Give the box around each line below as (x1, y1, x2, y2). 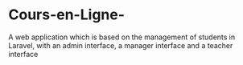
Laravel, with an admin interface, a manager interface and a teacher (8, 40, 233, 50)
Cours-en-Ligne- (8, 6, 126, 24)
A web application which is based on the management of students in (8, 32, 236, 42)
